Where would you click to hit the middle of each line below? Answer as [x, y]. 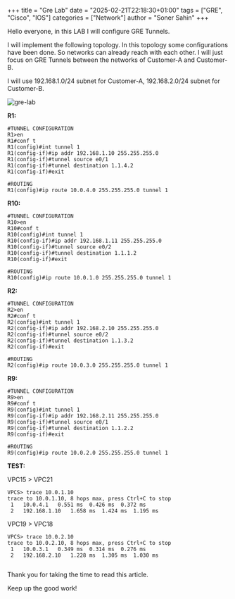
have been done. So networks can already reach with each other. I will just [115, 52]
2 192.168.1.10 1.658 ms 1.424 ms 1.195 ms [84, 511]
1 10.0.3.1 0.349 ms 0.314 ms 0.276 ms [78, 549]
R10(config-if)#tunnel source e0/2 [59, 247]
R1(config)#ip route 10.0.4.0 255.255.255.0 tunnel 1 [88, 190]
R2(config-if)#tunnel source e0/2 [58, 334]
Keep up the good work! [42, 588]
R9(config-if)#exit [36, 434]
